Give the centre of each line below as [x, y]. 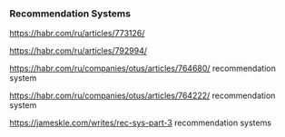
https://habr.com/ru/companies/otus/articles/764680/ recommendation [143, 68]
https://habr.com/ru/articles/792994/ [79, 51]
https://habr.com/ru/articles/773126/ [77, 34]
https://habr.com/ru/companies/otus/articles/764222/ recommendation [142, 96]
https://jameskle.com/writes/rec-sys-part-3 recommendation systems [141, 123]
